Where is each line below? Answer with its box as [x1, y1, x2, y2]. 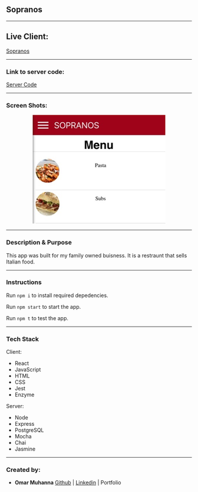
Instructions [6, 278, 42, 286]
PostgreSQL [14, 426, 44, 434]
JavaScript [14, 366, 41, 373]
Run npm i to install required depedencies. [6, 292, 108, 299]
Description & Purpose [6, 239, 72, 247]
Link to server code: [6, 67, 65, 76]
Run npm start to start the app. [6, 303, 81, 310]
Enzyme [14, 391, 35, 398]
